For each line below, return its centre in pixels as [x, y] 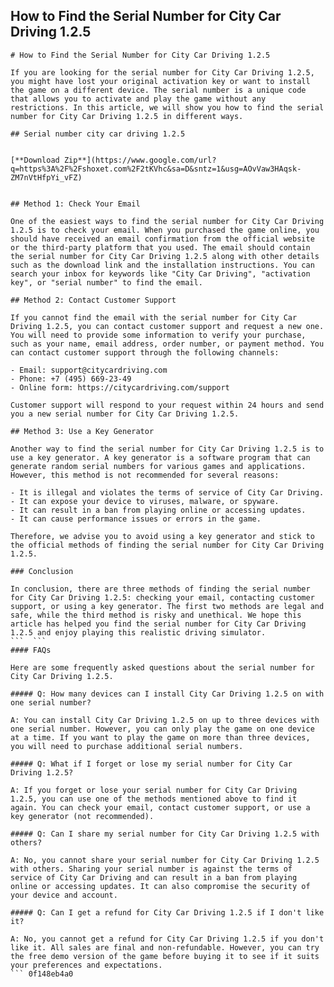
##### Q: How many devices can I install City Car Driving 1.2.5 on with [167, 694]
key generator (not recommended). [82, 816]
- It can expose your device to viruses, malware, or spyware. [145, 501]
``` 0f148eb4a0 [42, 974]
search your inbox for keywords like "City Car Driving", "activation [160, 274]
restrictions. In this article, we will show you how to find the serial [167, 107]
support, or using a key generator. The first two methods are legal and [167, 606]
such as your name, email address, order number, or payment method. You [167, 344]
